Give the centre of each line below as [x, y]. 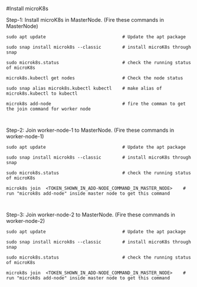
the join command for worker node [49, 109]
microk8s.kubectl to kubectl [42, 94]
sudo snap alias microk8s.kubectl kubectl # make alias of [84, 88]
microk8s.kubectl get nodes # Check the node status [95, 78]
